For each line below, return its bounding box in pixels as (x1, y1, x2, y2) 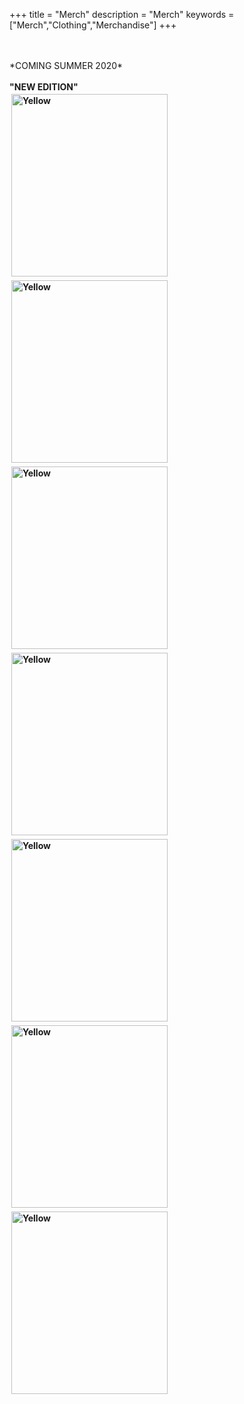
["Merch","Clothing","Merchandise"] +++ (9, 19, 177, 31)
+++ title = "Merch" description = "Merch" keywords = (9, 9, 235, 20)
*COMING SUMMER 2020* (9, 60, 124, 71)
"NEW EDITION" (9, 81, 79, 93)
